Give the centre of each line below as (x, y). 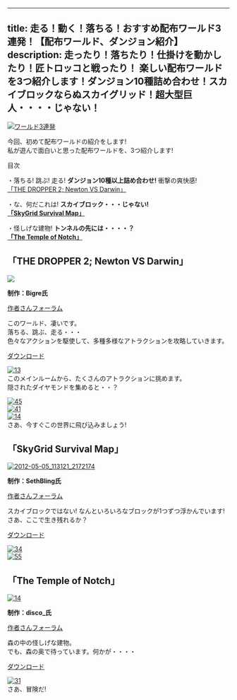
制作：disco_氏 (29, 613)
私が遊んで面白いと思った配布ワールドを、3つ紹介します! (90, 150)
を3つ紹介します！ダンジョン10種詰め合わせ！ (108, 82)
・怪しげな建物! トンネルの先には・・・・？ (71, 228)
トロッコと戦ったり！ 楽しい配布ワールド (133, 68)
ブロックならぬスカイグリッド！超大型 (100, 95)
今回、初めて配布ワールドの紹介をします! (67, 141)
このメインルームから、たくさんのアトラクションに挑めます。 (97, 378)
